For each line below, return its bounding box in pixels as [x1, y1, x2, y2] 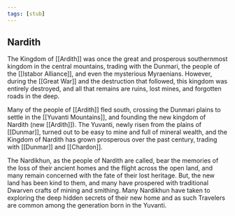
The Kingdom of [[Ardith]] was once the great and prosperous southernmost [7, 55, 228, 63]
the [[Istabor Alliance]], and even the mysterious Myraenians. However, [7, 69, 213, 78]
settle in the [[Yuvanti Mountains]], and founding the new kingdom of [7, 113, 206, 121]
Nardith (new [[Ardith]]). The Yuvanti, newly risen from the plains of [7, 121, 202, 129]
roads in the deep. [7, 92, 60, 100]
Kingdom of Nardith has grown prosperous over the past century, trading [7, 135, 218, 144]
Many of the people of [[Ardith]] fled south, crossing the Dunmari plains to [7, 106, 222, 114]
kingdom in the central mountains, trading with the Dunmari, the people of [7, 62, 220, 71]
